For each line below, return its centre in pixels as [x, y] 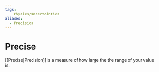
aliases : [14, 18]
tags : [10, 9]
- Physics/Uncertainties [34, 14]
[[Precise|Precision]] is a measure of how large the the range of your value [79, 60]
